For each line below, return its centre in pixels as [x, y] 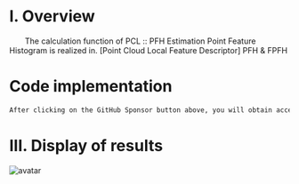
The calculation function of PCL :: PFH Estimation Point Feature [141, 41]
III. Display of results [86, 145]
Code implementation [91, 87]
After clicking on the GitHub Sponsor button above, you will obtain [141, 110]
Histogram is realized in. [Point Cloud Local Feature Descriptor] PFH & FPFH [148, 50]
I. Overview [52, 16]
